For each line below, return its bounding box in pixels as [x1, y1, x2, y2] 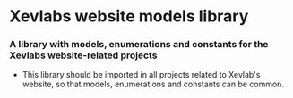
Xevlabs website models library [9, 6, 249, 27]
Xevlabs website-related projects [9, 49, 158, 61]
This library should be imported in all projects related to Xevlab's [22, 69, 261, 80]
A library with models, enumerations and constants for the [9, 38, 269, 51]
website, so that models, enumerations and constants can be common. [22, 78, 285, 90]
